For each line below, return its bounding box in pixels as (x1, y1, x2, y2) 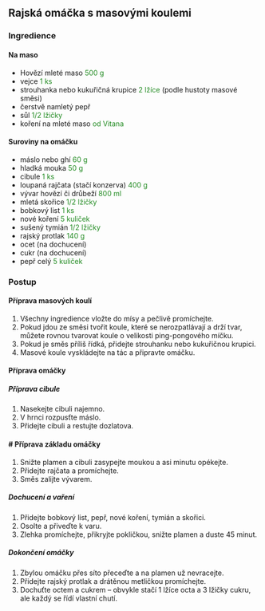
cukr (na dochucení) (19, 247, 87, 258)
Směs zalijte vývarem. (19, 474, 93, 483)
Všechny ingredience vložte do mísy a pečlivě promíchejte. (19, 313, 214, 323)
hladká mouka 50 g (19, 163, 84, 172)
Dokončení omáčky (8, 548, 74, 558)
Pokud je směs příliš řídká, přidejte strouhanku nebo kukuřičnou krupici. (19, 339, 257, 349)
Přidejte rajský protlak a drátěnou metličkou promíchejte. (19, 576, 206, 585)
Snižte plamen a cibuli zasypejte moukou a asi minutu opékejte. (19, 457, 229, 467)
